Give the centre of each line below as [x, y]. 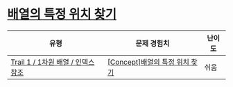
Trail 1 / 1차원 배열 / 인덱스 [53, 62]
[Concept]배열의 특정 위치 [148, 62]
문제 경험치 [153, 43]
